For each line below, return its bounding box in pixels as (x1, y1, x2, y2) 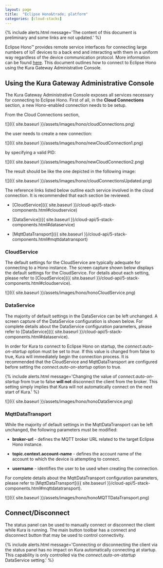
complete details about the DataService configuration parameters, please (5, 323, 152, 329)
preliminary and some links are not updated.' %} (5, 35, 101, 40)
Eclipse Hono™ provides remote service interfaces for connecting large (5, 44, 147, 50)
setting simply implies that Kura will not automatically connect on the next (5, 384, 153, 390)
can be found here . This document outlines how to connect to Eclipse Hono (5, 59, 157, 66)
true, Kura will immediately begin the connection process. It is (5, 353, 129, 359)
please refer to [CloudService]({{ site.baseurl (5, 275, 96, 281)
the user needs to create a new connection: (5, 131, 92, 137)
